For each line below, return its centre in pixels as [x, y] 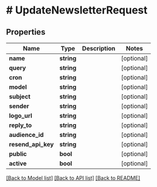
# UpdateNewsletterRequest [77, 10]
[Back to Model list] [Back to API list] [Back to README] [73, 178]
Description [99, 49]
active [18, 163]
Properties [26, 32]
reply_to [21, 125]
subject [20, 96]
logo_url [21, 116]
